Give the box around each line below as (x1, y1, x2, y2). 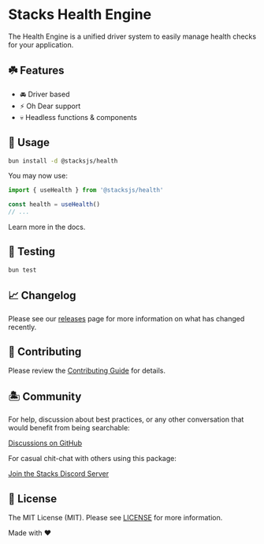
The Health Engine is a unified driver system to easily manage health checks (8, 32, 257, 41)
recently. (8, 322, 37, 332)
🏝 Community (8, 389, 82, 403)
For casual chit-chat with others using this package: (8, 454, 177, 463)
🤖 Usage (8, 136, 50, 149)
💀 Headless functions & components (19, 112, 138, 122)
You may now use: (8, 171, 69, 181)
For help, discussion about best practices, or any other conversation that (8, 415, 244, 424)
